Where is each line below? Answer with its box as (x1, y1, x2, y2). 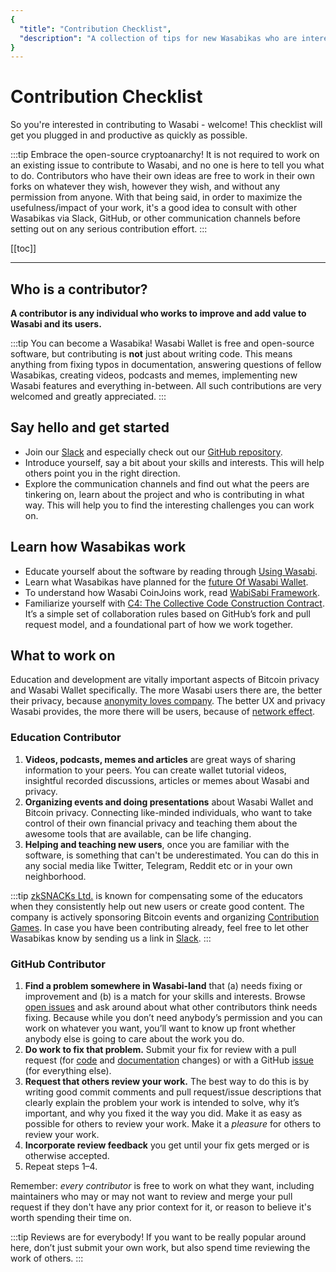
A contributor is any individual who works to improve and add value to (10, 307, 307, 319)
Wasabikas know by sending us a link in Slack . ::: (10, 932, 212, 944)
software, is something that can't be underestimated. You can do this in (24, 849, 319, 861)
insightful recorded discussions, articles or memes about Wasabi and (24, 774, 310, 786)
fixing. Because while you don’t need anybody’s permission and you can (24, 1012, 323, 1024)
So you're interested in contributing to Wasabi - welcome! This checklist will (10, 119, 323, 131)
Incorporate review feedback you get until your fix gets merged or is (24, 1139, 310, 1151)
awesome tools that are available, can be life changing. (24, 827, 252, 840)
